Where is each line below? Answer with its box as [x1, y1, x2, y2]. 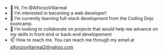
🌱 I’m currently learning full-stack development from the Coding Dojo [10, 15, 154, 21]
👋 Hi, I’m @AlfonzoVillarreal [10, 5, 67, 10]
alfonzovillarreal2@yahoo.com [10, 44, 74, 50]
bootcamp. [10, 20, 33, 26]
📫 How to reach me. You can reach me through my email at [10, 37, 135, 42]
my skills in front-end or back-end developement [10, 31, 112, 37]
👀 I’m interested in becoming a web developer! [10, 10, 107, 16]
